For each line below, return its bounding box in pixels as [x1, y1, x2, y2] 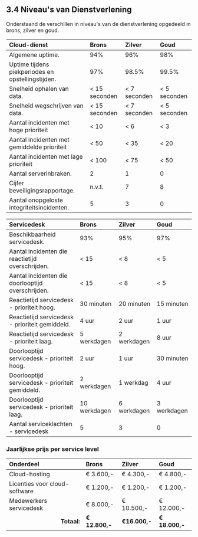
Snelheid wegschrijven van [9, 101, 84, 110]
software [9, 487, 34, 495]
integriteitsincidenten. [9, 203, 70, 211]
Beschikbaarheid [9, 230, 56, 238]
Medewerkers [9, 497, 48, 505]
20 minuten [118, 299, 151, 307]
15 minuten [156, 299, 189, 307]
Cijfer [9, 179, 25, 187]
